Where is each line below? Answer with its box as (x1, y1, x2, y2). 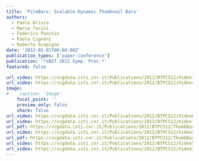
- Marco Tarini (11, 25, 49, 31)
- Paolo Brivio (11, 20, 49, 25)
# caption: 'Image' (6, 91, 62, 97)
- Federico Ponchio (11, 31, 60, 37)
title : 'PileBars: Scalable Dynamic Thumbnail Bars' (6, 8, 139, 15)
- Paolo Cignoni (11, 36, 52, 42)
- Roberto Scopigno (11, 42, 60, 48)
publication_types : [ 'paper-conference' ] (6, 53, 110, 59)
